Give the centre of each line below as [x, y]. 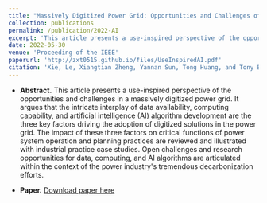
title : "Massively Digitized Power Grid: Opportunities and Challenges [129, 16]
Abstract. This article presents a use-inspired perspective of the [126, 90]
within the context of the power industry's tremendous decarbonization [136, 166]
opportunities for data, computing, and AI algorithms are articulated [130, 158]
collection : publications [51, 23]
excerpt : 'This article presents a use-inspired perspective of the [124, 38]
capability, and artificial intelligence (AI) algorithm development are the [135, 115]
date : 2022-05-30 [37, 45]
